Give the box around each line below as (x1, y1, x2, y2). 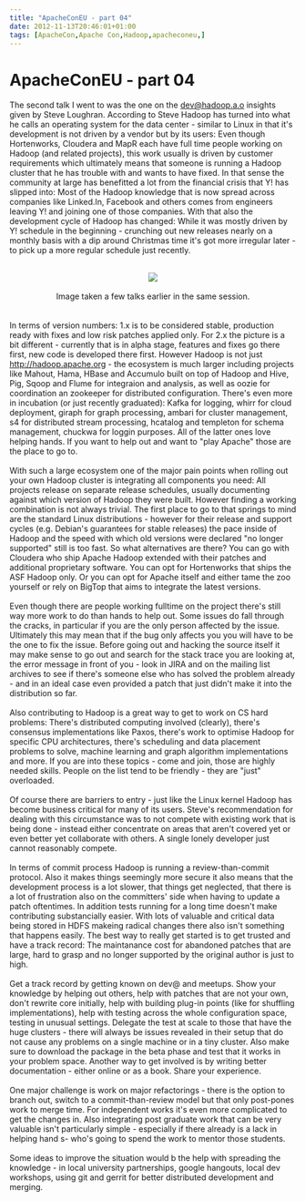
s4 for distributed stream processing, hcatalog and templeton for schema (9, 416, 285, 428)
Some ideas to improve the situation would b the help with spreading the (9, 1153, 281, 1164)
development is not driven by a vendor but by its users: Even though (9, 128, 266, 139)
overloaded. (9, 775, 55, 786)
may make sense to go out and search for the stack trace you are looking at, (9, 649, 296, 661)
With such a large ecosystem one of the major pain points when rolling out (9, 466, 289, 477)
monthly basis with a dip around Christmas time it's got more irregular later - (9, 235, 296, 246)
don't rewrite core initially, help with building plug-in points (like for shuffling (9, 998, 295, 1009)
